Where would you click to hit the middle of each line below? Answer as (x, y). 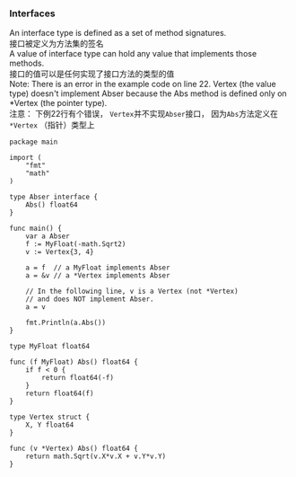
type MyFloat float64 (50, 347)
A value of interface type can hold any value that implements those (133, 54)
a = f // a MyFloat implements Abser (98, 268)
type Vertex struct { (50, 417)
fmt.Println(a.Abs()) (65, 323)
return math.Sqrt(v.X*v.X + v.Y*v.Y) (96, 456)
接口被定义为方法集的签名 (57, 44)
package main (34, 142)
